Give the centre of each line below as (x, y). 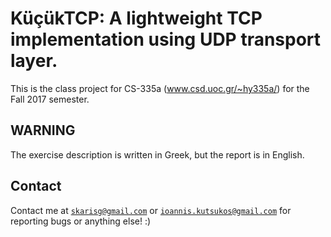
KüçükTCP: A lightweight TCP (136, 18)
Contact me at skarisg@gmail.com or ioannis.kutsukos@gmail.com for (151, 210)
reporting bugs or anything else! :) (81, 221)
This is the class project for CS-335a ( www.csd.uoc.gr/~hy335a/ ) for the (160, 88)
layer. (34, 61)
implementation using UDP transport (166, 39)
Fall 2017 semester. (50, 99)
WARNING (43, 130)
